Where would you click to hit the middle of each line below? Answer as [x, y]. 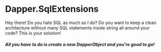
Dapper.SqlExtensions [52, 9]
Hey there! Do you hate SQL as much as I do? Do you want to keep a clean [81, 23]
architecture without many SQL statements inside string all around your [77, 27]
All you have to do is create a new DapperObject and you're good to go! [80, 44]
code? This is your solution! [33, 33]
